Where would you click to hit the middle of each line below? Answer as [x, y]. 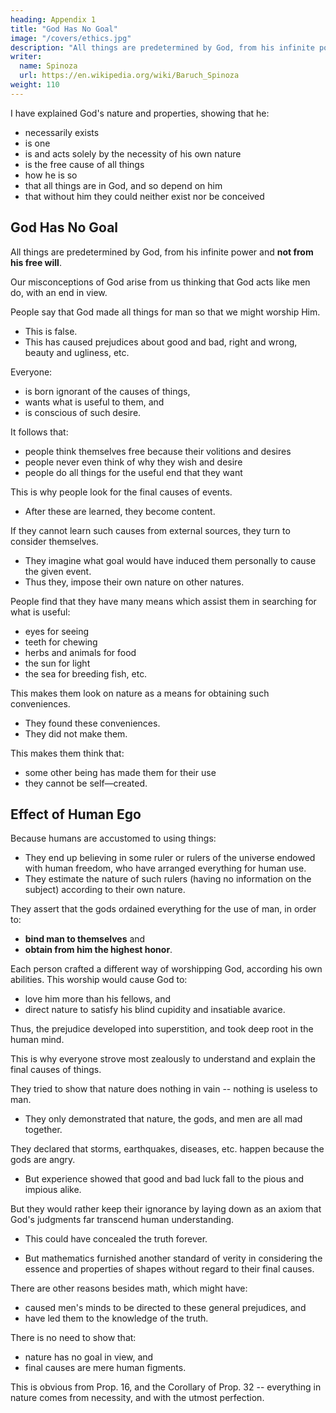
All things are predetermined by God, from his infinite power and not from [162, 252]
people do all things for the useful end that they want [133, 472]
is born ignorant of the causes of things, [107, 391]
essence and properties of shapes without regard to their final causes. [169, 1269]
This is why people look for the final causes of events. [121, 492]
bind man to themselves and [85, 939]
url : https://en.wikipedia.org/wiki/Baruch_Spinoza [129, 76]
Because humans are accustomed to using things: [113, 838]
